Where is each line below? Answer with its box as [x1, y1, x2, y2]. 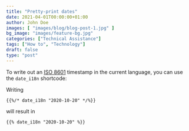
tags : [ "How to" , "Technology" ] [6, 42, 85, 48]
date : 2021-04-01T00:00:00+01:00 [6, 14, 88, 20]
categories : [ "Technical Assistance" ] [6, 36, 101, 42]
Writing [6, 86, 24, 93]
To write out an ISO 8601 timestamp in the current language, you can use [6, 68, 184, 75]
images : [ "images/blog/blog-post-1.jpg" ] [6, 25, 115, 31]
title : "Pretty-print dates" [6, 8, 78, 15]
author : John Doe [6, 19, 49, 25]
